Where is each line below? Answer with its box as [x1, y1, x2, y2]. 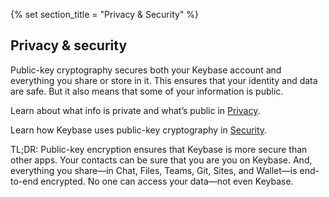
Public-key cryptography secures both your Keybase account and [10, 64, 282, 76]
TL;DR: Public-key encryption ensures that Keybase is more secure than [10, 143, 308, 155]
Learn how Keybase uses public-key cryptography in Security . [10, 124, 268, 136]
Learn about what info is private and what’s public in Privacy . [10, 104, 261, 116]
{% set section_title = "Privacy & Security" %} [10, 9, 200, 20]
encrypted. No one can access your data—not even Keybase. [40, 175, 294, 187]
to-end [10, 175, 39, 187]
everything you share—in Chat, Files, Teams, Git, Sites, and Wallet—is [10, 164, 298, 176]
